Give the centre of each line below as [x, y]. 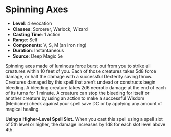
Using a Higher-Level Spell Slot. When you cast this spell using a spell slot [84, 119]
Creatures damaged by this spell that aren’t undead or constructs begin [80, 82]
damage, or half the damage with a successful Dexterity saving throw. [79, 76]
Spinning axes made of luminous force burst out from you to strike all [78, 66]
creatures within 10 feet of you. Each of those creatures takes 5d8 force [81, 71]
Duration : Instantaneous [38, 50]
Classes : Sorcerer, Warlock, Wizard [50, 29]
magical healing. [22, 109]
